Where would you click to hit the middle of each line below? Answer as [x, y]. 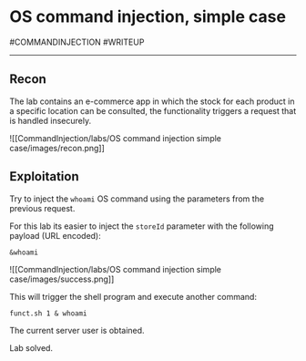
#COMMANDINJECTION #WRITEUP [77, 42]
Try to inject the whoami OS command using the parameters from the [137, 199]
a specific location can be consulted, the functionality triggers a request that [153, 110]
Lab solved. [31, 347]
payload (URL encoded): [56, 235]
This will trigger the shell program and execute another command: [133, 296]
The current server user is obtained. [77, 330]
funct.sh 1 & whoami [49, 313]
